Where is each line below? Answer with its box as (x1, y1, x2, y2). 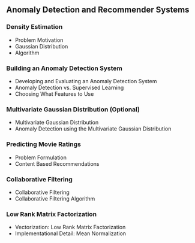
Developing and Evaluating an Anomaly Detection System (14, 77, 157, 84)
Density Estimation (6, 23, 63, 31)
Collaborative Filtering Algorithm (14, 195, 95, 202)
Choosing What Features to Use (14, 90, 94, 98)
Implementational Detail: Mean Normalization (14, 230, 127, 237)
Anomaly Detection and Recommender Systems (6, 5, 190, 15)
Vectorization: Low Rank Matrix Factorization (14, 224, 126, 231)
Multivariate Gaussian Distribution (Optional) (6, 105, 140, 113)
